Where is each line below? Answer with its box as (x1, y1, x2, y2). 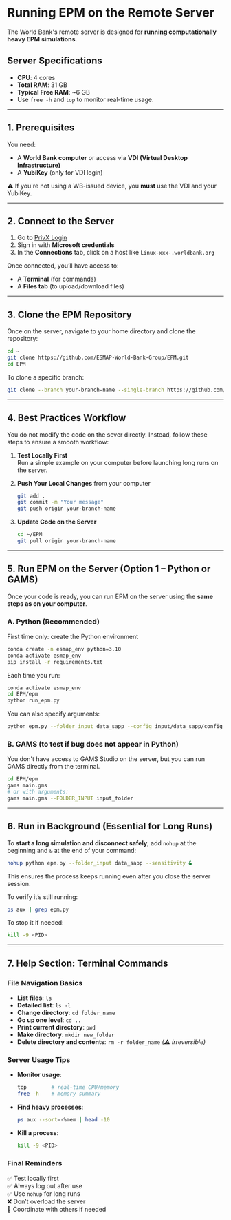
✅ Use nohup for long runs (7, 1190, 80, 1198)
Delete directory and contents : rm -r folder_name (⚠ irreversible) (16, 1038, 206, 1046)
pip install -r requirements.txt (7, 658, 103, 665)
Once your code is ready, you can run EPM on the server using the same (7, 592, 213, 600)
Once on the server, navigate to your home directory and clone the (7, 327, 196, 335)
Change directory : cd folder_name (16, 1009, 115, 1017)
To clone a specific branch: (7, 373, 85, 381)
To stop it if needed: (7, 918, 64, 927)
